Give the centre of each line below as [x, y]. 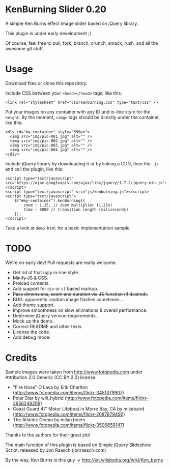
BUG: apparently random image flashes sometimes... [68, 299]
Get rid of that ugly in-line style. [46, 272]
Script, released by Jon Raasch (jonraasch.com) [56, 450]
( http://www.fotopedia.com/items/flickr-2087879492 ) [69, 414]
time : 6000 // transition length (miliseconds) [76, 210]
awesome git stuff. [25, 48]
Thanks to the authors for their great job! [48, 435]
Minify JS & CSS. [30, 278]
